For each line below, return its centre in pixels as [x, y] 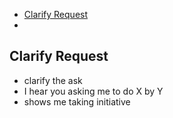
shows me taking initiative [77, 101]
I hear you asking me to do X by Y [93, 91]
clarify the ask [53, 80]
